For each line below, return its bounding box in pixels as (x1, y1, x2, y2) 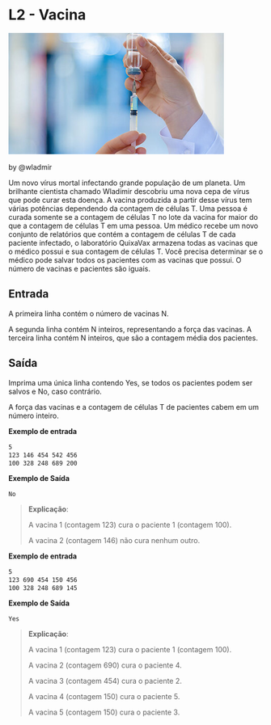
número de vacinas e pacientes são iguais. (8, 263, 151, 273)
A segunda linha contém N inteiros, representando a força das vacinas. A (8, 324, 252, 334)
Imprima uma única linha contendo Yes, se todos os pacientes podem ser (8, 377, 253, 387)
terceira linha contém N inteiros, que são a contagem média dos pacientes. (8, 333, 259, 343)
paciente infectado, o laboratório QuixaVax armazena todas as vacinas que (8, 238, 258, 247)
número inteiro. (8, 411, 59, 420)
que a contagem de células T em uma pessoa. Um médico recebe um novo (8, 221, 259, 230)
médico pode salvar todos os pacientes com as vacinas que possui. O (8, 255, 242, 264)
